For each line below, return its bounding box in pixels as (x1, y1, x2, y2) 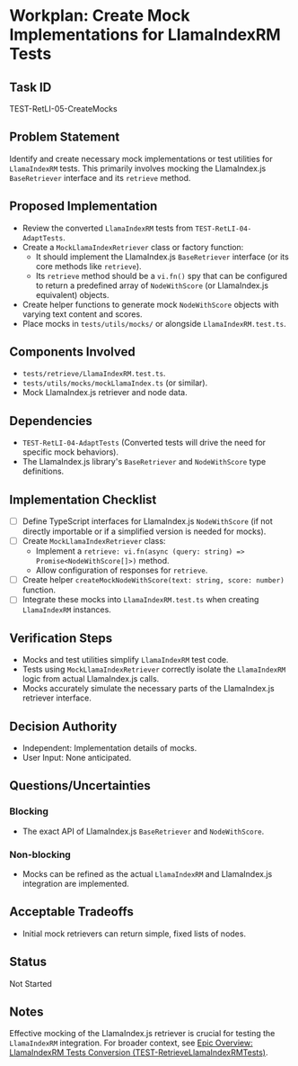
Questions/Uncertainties (9, 778, 151, 793)
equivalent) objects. (35, 289, 110, 300)
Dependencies (9, 413, 92, 429)
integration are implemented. (22, 878, 130, 889)
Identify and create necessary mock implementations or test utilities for (9, 153, 273, 164)
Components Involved (9, 344, 136, 360)
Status (9, 954, 48, 970)
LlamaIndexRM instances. (22, 604, 112, 615)
